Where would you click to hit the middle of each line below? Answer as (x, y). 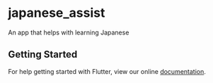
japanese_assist (57, 13)
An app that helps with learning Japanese (69, 32)
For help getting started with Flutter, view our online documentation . (107, 71)
